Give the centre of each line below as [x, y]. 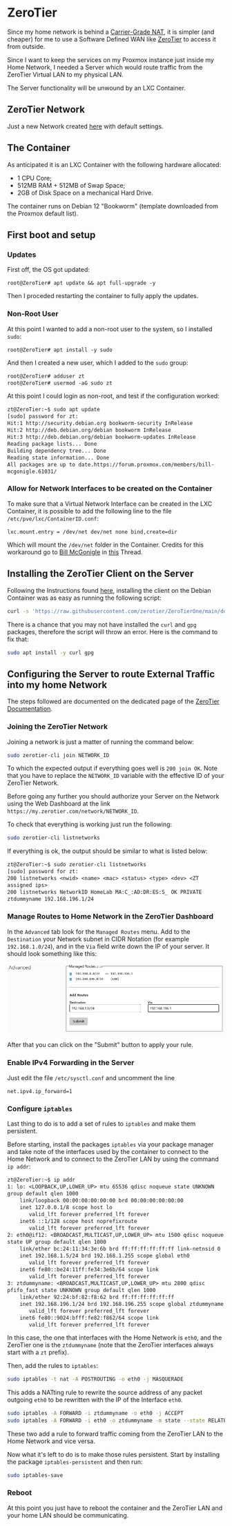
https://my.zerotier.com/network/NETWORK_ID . [73, 811]
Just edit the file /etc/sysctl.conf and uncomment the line [91, 1077]
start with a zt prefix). [38, 1352]
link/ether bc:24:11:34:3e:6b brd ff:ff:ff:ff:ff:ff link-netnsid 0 [120, 1249]
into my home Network [57, 685]
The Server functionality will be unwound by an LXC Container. [97, 88]
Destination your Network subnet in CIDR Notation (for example [98, 939]
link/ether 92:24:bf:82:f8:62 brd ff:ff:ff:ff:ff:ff [97, 1298]
